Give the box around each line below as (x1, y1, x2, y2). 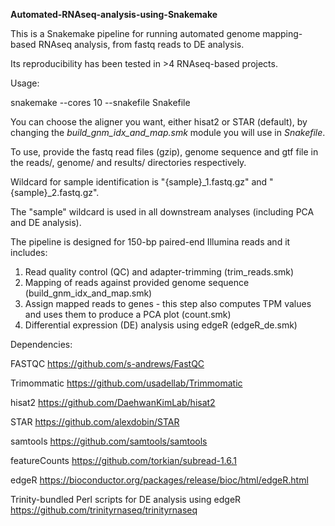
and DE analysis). (10, 217, 82, 228)
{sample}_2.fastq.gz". (10, 187, 100, 198)
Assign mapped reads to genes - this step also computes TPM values (24, 298, 312, 309)
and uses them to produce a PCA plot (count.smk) (24, 309, 232, 320)
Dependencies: (10, 339, 73, 350)
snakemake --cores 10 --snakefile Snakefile (10, 97, 191, 108)
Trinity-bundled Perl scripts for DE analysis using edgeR (10, 494, 242, 505)
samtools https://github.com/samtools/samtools (10, 435, 208, 447)
